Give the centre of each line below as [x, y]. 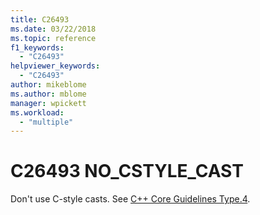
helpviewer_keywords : [55, 66]
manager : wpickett [48, 103]
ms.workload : [37, 112]
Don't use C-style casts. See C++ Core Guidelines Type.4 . [130, 199]
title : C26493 [40, 19]
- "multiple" [46, 122]
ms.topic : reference [53, 38]
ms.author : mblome [48, 94]
